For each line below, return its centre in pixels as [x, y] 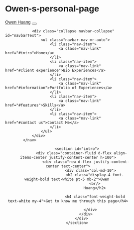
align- [120, 153]
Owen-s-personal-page [52, 9]
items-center [33, 157]
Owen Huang [18, 22]
